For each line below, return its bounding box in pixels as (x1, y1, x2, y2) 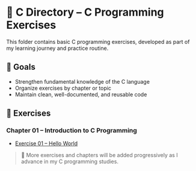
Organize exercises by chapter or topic (14, 84, 111, 92)
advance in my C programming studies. (20, 158, 119, 165)
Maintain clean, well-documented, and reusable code (14, 90, 147, 98)
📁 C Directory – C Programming (6, 5, 164, 19)
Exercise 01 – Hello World (14, 140, 78, 147)
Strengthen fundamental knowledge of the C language (14, 78, 150, 85)
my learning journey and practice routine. (6, 45, 109, 52)
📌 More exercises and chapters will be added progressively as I (20, 152, 179, 159)
